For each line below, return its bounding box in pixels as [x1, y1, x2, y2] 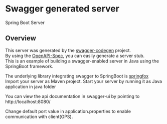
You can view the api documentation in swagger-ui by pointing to [5, 93, 140, 99]
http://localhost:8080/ [5, 98, 51, 104]
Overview [5, 34, 37, 42]
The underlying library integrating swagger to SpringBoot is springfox [5, 73, 149, 79]
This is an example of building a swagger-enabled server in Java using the [5, 58, 159, 64]
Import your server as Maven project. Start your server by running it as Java [5, 78, 162, 84]
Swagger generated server [5, 3, 119, 14]
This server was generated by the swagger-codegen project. [5, 47, 131, 53]
